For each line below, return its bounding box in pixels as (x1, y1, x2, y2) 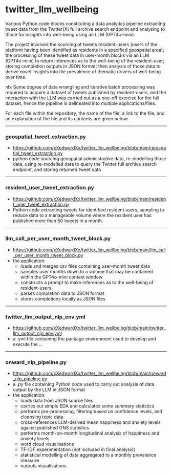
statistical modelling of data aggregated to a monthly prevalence (20, 452, 157, 458)
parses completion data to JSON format (20, 290, 104, 296)
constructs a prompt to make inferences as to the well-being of (20, 279, 154, 285)
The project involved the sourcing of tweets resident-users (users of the (5, 41, 158, 47)
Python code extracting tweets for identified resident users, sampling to (12, 206, 165, 213)
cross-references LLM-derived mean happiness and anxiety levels (20, 419, 161, 425)
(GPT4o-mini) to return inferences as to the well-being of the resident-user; (5, 57, 165, 63)
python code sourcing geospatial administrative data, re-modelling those (12, 156, 166, 162)
